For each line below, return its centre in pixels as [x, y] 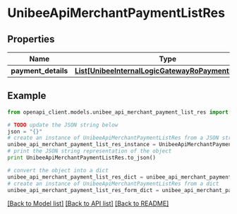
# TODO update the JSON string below [63, 125]
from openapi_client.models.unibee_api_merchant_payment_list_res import [118, 112]
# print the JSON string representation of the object [90, 151]
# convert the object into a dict [58, 170]
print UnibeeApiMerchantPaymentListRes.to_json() [82, 158]
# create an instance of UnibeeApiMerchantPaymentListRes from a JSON [113, 138]
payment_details [39, 71]
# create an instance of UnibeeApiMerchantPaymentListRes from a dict [113, 184]
